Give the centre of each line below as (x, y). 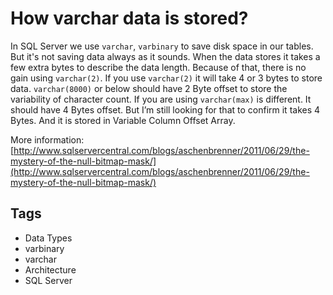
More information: (47, 139)
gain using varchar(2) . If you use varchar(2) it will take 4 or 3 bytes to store (166, 78)
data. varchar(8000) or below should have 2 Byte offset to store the (149, 88)
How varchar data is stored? (129, 18)
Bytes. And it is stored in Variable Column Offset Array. (123, 120)
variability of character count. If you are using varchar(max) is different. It (161, 99)
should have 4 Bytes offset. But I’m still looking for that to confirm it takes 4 (165, 109)
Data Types (48, 238)
